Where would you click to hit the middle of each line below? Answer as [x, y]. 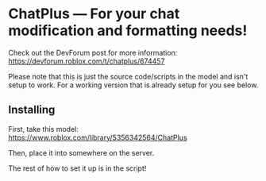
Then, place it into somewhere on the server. [81, 152]
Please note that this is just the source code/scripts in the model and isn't [128, 76]
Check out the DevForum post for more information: [93, 52]
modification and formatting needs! [128, 31]
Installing [32, 110]
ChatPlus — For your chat [94, 14]
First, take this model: [44, 129]
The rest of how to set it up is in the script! [77, 168]
